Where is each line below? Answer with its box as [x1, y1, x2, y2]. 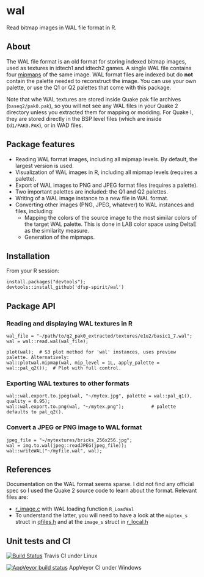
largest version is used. [15, 162, 75, 169]
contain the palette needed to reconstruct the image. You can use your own [6, 77, 197, 84]
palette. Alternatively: [6, 355, 70, 361]
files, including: [15, 207, 54, 214]
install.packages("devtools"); [6, 279, 86, 285]
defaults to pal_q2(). [6, 409, 64, 415]
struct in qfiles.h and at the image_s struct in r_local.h [15, 518, 148, 526]
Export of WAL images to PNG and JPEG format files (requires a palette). [15, 181, 199, 189]
